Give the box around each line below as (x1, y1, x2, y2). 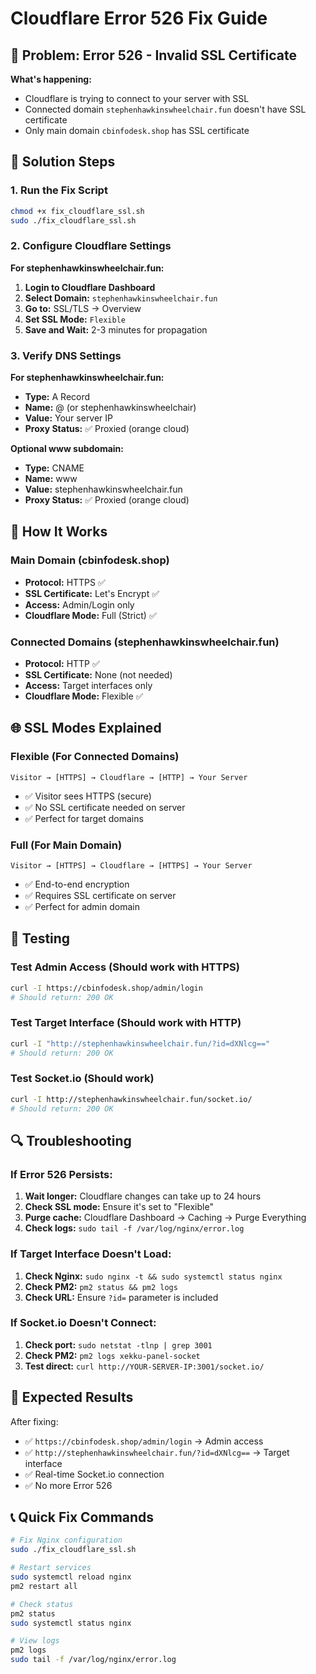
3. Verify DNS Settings (10, 348, 122, 362)
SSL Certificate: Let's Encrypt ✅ (24, 587, 160, 599)
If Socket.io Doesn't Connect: (10, 1316, 157, 1330)
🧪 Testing (10, 930, 71, 947)
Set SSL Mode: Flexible (24, 313, 126, 325)
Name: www (24, 473, 78, 485)
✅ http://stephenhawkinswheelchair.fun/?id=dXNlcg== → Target (24, 1446, 290, 1458)
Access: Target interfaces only (24, 680, 153, 692)
